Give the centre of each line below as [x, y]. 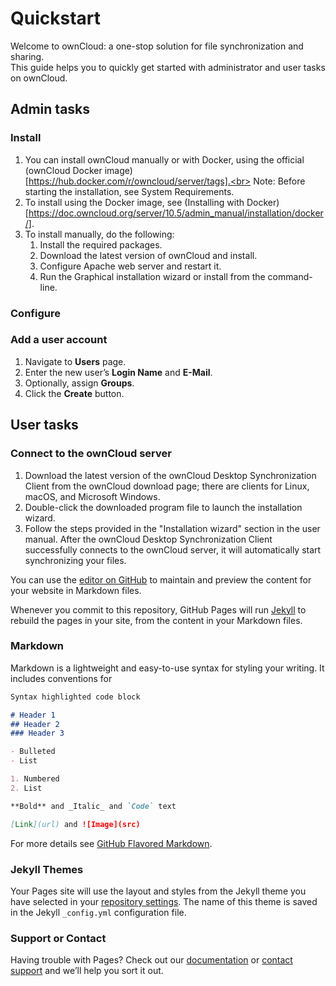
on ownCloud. [39, 78]
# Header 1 [33, 715]
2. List [26, 788]
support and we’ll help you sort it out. [87, 971]
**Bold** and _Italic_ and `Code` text [93, 806]
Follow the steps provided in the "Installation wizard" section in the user [172, 528]
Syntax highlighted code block [75, 697]
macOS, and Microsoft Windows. [92, 496]
